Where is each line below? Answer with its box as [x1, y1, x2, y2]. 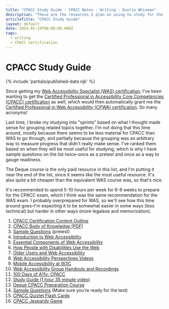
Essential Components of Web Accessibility [13, 239, 103, 245]
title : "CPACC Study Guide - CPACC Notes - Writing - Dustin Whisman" [6, 7, 156, 13]
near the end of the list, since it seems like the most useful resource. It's [6, 171, 155, 177]
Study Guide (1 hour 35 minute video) [13, 276, 90, 282]
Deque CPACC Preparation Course [13, 282, 85, 288]
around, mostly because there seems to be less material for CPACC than [6, 130, 155, 136]
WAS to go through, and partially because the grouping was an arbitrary [6, 135, 154, 141]
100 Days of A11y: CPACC [13, 271, 66, 277]
